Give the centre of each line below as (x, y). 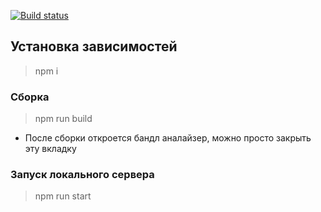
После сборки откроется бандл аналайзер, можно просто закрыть (168, 138)
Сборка (30, 97)
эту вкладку (50, 149)
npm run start (63, 196)
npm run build (63, 119)
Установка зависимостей (94, 46)
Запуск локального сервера (82, 175)
